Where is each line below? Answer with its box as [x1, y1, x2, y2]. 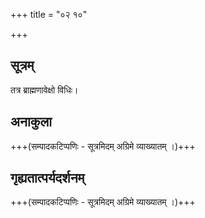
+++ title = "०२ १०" [10, 9, 88, 20]
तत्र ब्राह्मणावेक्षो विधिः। [10, 84, 79, 96]
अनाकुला [10, 114, 52, 131]
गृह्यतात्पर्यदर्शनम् [10, 170, 85, 187]
